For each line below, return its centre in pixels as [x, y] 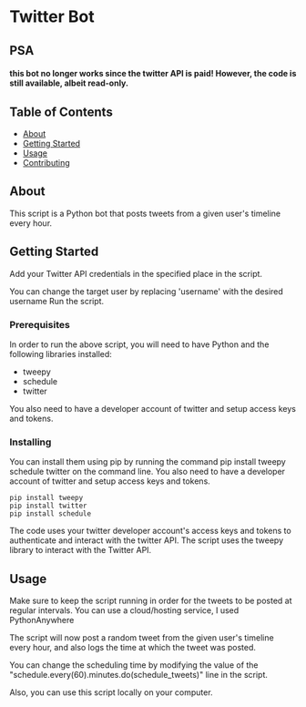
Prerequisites [40, 324]
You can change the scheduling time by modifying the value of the [134, 665]
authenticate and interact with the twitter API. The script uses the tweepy [147, 540]
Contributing [46, 162]
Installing [31, 442]
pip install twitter [49, 506]
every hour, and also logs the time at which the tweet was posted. [133, 648]
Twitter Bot [52, 17]
